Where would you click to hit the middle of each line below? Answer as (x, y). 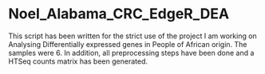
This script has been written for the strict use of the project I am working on (132, 36)
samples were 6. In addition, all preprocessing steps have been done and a (131, 53)
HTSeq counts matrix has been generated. (78, 61)
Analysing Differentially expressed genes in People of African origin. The (128, 44)
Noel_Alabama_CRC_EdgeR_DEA (119, 14)
